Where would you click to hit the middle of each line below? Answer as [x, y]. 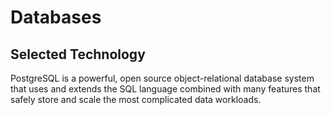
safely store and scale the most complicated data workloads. [136, 99]
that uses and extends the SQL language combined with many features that [165, 89]
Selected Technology [78, 54]
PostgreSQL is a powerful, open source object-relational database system [162, 78]
